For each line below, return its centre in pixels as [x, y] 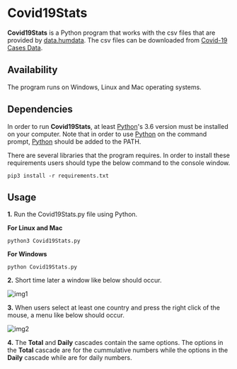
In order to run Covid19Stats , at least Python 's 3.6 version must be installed [118, 126]
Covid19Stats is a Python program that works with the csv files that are [111, 33]
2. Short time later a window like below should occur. [85, 280]
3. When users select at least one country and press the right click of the [114, 308]
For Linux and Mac [35, 228]
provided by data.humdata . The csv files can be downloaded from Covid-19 [117, 40]
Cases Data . [25, 47]
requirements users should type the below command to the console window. [119, 163]
